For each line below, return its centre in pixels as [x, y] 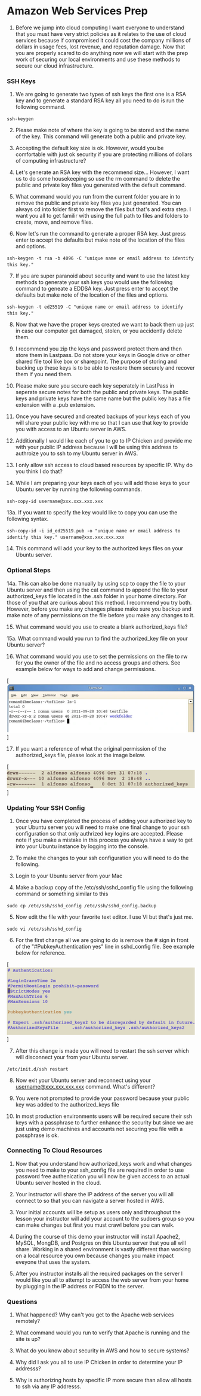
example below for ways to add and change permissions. [86, 669]
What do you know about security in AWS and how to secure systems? [102, 1351]
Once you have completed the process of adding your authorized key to [104, 821]
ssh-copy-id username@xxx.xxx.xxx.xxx [55, 502]
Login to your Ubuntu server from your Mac [69, 876]
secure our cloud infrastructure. [55, 65]
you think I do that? [39, 471]
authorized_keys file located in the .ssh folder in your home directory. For [97, 596]
